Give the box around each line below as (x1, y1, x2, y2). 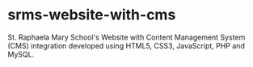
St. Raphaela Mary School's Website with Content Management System (7, 32, 246, 42)
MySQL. (7, 49, 35, 59)
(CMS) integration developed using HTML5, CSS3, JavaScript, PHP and (7, 40, 246, 50)
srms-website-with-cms (7, 6, 176, 24)
